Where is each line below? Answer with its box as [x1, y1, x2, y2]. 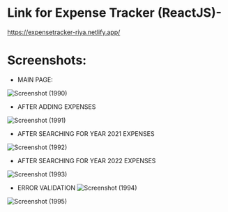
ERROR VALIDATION [17, 183, 76, 192]
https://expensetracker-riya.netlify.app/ [7, 28, 121, 36]
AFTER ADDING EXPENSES [17, 103, 96, 111]
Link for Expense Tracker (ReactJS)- [7, 5, 222, 21]
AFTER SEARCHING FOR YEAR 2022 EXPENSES [17, 156, 156, 165]
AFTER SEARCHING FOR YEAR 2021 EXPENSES [17, 129, 155, 137]
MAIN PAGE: [17, 75, 54, 84]
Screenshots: [7, 52, 87, 68]
